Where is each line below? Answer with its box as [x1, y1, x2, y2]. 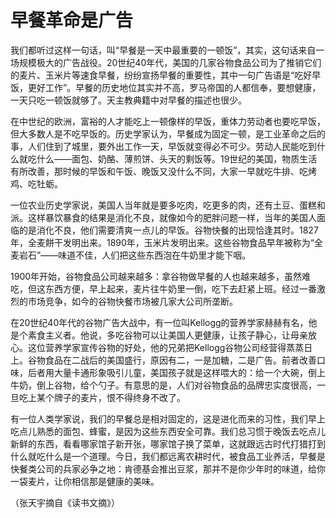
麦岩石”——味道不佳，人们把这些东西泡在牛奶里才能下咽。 [10, 249, 252, 261]
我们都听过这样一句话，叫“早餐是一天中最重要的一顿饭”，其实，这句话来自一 [10, 44, 325, 56]
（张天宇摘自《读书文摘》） [10, 496, 120, 508]
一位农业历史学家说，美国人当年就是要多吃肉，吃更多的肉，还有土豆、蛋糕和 [10, 199, 326, 211]
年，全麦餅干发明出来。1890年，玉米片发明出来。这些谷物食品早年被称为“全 [10, 236, 324, 248]
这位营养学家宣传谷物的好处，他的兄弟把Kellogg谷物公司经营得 [27, 341, 287, 353]
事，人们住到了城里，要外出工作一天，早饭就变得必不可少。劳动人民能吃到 [10, 140, 317, 152]
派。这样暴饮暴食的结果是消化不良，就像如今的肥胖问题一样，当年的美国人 [10, 211, 317, 223]
